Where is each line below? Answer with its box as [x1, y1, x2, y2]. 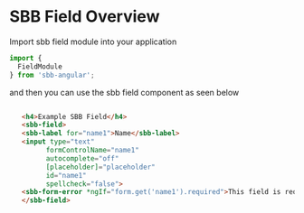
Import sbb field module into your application [9, 36, 177, 47]
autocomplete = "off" [45, 153, 119, 163]
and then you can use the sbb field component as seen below [9, 87, 240, 97]
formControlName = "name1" [45, 146, 140, 155]
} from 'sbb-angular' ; [9, 70, 95, 79]
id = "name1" [45, 171, 88, 180]
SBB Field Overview [9, 6, 160, 27]
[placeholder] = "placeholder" [45, 162, 156, 171]
